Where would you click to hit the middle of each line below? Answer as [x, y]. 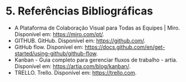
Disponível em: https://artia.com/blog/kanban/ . [72, 66]
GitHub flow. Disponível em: [49, 47]
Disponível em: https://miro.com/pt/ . [59, 34]
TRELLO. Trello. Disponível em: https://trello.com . [75, 72]
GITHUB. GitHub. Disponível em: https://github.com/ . [80, 40]
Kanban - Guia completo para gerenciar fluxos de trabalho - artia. [96, 60]
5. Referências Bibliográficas [79, 11]
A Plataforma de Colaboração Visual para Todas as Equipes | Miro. [97, 28]
